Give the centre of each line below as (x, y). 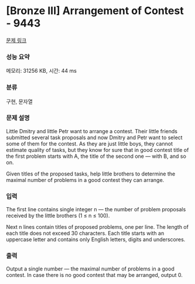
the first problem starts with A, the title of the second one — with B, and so (96, 156)
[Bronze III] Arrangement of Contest (95, 11)
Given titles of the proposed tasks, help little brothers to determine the (91, 174)
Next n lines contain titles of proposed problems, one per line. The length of (97, 227)
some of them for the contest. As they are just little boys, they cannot (89, 143)
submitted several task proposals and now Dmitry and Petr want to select (94, 137)
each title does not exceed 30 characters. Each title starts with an (85, 234)
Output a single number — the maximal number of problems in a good (90, 269)
